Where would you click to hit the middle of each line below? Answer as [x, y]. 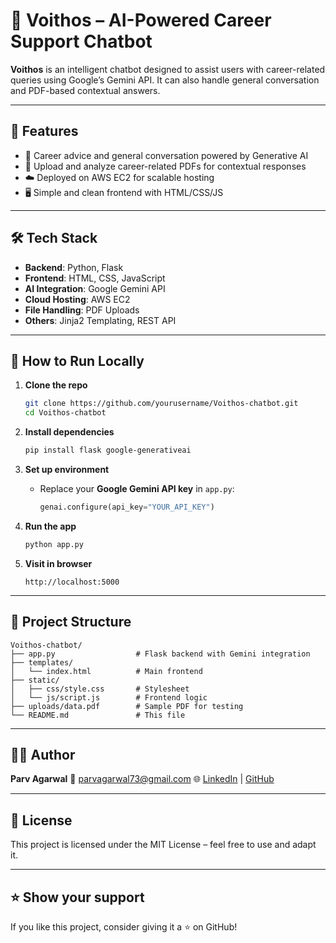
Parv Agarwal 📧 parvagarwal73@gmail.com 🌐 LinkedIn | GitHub [142, 779]
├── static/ [35, 680]
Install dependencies [69, 432]
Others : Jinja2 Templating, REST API [100, 320]
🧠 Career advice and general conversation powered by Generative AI [166, 155]
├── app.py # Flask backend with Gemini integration [160, 654]
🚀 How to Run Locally [77, 360]
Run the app [50, 526]
